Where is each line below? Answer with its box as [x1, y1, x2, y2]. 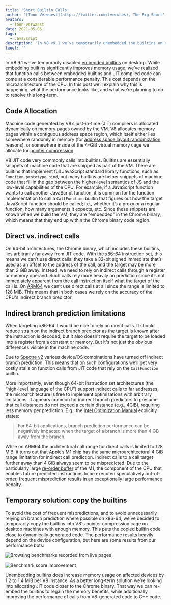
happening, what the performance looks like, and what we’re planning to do [5, 86, 164, 92]
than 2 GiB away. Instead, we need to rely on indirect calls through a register [5, 267, 165, 273]
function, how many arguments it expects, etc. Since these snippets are [5, 206, 156, 212]
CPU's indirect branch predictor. [5, 294, 73, 300]
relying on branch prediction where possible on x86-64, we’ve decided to [5, 515, 160, 521]
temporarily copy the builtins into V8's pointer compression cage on [5, 520, 148, 526]
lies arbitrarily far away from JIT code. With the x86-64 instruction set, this [5, 251, 162, 257]
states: [5, 413, 19, 419]
